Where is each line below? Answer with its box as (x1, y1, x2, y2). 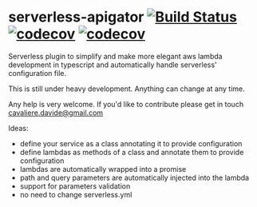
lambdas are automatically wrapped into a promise (19, 164, 187, 173)
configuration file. (8, 68, 66, 78)
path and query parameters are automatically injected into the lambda (19, 173, 250, 182)
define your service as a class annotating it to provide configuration (19, 138, 243, 148)
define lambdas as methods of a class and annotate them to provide (19, 147, 244, 157)
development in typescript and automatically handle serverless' (8, 60, 217, 70)
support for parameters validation (19, 181, 131, 191)
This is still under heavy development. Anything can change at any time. (8, 84, 245, 94)
